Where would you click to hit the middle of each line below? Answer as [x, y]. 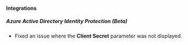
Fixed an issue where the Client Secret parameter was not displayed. [98, 36]
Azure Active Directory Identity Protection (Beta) [67, 21]
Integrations [21, 8]
